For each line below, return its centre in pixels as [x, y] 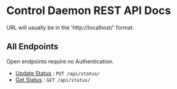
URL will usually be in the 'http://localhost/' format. [70, 27]
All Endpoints [32, 47]
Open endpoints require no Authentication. [60, 61]
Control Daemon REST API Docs [89, 11]
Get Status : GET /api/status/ [53, 79]
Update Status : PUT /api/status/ [57, 73]
